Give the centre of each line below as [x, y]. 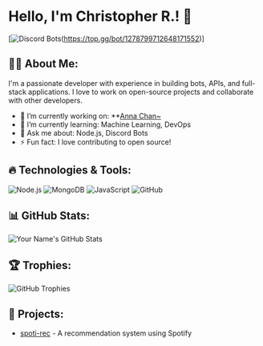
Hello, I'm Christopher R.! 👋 [100, 16]
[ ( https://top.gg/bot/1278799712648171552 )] [106, 39]
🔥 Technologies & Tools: [70, 171]
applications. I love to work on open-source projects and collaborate [141, 92]
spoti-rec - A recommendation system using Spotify [106, 333]
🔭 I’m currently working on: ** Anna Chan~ [91, 116]
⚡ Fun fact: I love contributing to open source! [95, 142]
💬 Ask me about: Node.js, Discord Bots [84, 132]
